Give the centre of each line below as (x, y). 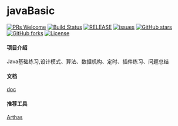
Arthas (15, 117)
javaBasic (31, 11)
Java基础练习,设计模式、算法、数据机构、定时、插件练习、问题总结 (88, 62)
